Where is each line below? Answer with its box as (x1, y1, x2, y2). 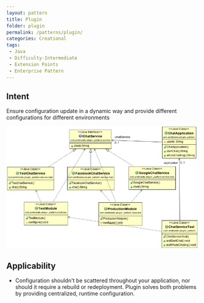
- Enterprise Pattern (9, 68, 64, 74)
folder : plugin (6, 23, 45, 29)
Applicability (6, 260, 56, 271)
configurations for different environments (6, 114, 110, 122)
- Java (9, 49, 26, 55)
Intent (6, 91, 29, 101)
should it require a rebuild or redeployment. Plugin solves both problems (15, 283, 197, 291)
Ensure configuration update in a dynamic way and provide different (6, 108, 177, 115)
